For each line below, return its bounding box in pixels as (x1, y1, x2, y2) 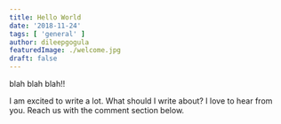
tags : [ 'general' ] (9, 29, 86, 38)
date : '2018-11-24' (9, 21, 82, 30)
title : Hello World (9, 12, 82, 22)
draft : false (9, 54, 58, 63)
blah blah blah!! (9, 79, 66, 89)
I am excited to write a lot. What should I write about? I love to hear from (9, 96, 273, 106)
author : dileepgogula (9, 37, 90, 47)
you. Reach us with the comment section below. (9, 105, 185, 115)
